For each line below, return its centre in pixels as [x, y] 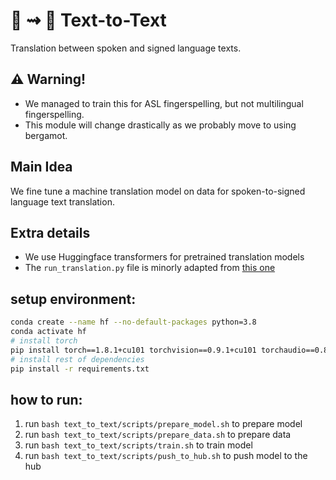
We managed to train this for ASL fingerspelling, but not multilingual [164, 103]
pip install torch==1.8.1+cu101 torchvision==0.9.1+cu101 [133, 350]
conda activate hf [48, 332]
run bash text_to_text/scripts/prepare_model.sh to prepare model [163, 424]
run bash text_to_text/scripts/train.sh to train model [138, 445]
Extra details [50, 232]
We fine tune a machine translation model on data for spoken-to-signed [158, 191]
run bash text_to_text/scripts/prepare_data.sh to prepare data [158, 435]
